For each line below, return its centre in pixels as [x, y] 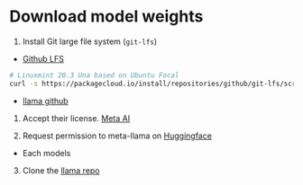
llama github [46, 101]
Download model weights [106, 17]
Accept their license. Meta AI [76, 118]
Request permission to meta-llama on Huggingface [117, 136]
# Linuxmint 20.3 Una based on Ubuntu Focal [94, 75]
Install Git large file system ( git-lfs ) [90, 41]
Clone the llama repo [61, 170]
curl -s [24, 84]
